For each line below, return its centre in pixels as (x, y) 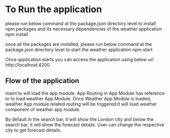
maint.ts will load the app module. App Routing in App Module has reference (85, 93)
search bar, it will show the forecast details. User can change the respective (85, 125)
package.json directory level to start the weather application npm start (79, 49)
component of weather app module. (43, 109)
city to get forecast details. (33, 130)
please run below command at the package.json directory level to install (81, 23)
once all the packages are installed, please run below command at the (79, 44)
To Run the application (54, 9)
